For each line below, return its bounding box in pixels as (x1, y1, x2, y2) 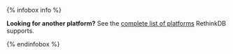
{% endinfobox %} (6, 40, 60, 48)
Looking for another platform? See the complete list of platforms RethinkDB (6, 19, 227, 27)
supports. (6, 27, 34, 35)
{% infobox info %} (6, 6, 62, 14)
